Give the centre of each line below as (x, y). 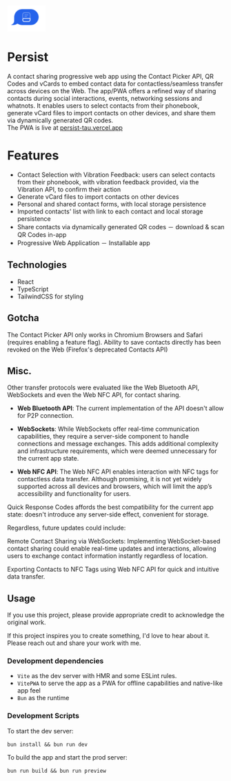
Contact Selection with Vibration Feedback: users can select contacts (116, 175)
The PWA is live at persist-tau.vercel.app (65, 127)
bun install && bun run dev (48, 744)
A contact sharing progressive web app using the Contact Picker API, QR (110, 76)
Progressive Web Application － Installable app (83, 242)
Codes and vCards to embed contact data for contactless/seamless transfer (115, 84)
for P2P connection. (46, 416)
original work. (27, 622)
